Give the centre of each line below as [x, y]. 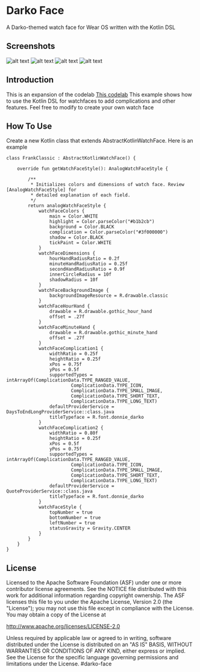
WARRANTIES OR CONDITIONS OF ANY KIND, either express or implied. [96, 651]
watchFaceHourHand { [64, 306]
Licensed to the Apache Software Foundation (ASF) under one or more [94, 583]
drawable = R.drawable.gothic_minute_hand [103, 333]
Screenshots [31, 46]
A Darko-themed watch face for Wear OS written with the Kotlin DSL [91, 27]
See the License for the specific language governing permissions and [92, 657]
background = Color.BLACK [82, 227]
